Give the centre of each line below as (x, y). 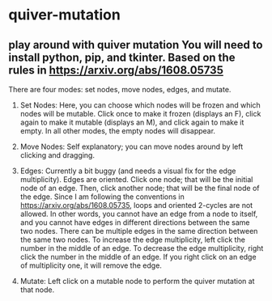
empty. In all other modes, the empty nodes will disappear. (118, 131)
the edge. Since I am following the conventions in (102, 197)
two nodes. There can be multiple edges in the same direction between (139, 231)
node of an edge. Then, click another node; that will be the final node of (140, 188)
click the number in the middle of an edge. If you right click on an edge (138, 257)
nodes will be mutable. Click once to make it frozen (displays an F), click (140, 114)
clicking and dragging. (57, 155)
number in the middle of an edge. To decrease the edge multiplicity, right (142, 248)
